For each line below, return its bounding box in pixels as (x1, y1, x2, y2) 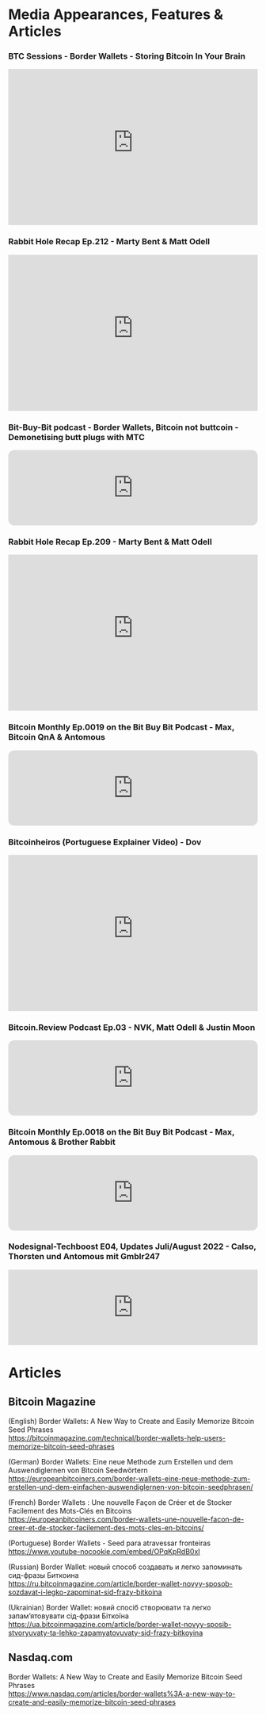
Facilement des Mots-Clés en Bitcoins (8, 1506, 132, 1515)
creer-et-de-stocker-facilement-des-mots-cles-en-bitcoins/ (8, 1522, 204, 1532)
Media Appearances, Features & (8, 6, 224, 24)
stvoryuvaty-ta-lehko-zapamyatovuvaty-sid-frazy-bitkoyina (8, 1628, 203, 1637)
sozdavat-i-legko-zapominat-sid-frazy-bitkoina (8, 1587, 162, 1597)
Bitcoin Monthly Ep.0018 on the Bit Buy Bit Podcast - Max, (8, 1127, 235, 1138)
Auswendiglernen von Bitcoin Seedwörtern (8, 1465, 148, 1475)
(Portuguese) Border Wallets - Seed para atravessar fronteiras (8, 1538, 211, 1548)
